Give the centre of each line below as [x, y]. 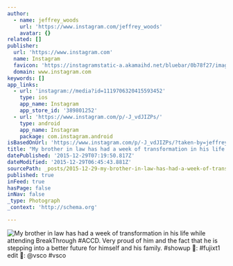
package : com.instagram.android [66, 136]
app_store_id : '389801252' [59, 110]
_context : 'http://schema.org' [52, 208]
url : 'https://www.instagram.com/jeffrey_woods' [91, 26]
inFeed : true [26, 181]
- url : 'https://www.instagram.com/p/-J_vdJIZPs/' [88, 117]
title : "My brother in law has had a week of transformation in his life [116, 149]
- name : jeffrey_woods [46, 20]
